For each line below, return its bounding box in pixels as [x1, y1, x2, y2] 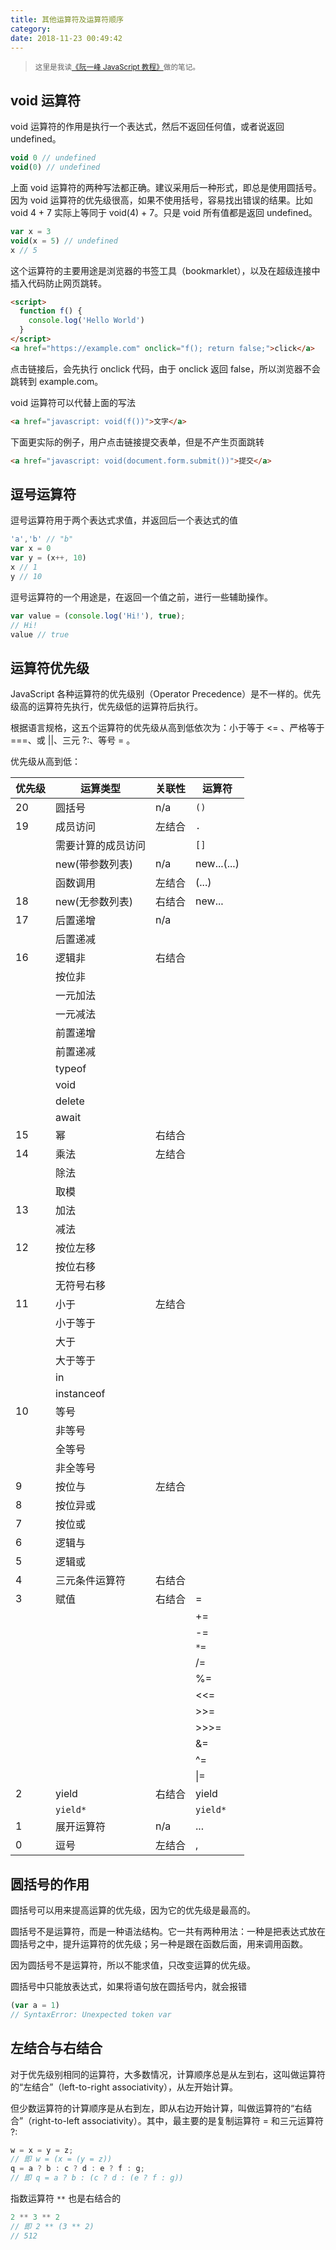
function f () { [19, 306, 83, 316]
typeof [55, 1062, 87, 1076]
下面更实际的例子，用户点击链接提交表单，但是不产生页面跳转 [10, 436, 265, 448]
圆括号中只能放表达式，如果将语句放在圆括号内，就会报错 [10, 1981, 247, 1992]
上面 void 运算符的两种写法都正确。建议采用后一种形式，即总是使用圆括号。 [10, 181, 322, 193]
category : [10, 24, 52, 34]
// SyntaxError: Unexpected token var [10, 2009, 172, 2020]
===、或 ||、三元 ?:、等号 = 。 [10, 734, 136, 746]
